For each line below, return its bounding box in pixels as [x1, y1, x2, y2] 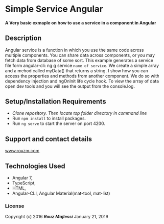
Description [5, 34, 42, 42]
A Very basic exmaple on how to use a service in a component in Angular [5, 20, 157, 25]
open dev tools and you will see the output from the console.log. [5, 83, 135, 89]
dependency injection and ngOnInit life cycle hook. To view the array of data [5, 78, 159, 84]
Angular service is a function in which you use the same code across [5, 47, 144, 53]
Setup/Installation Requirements [5, 97, 106, 105]
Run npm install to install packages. [12, 116, 86, 122]
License [5, 203, 24, 209]
